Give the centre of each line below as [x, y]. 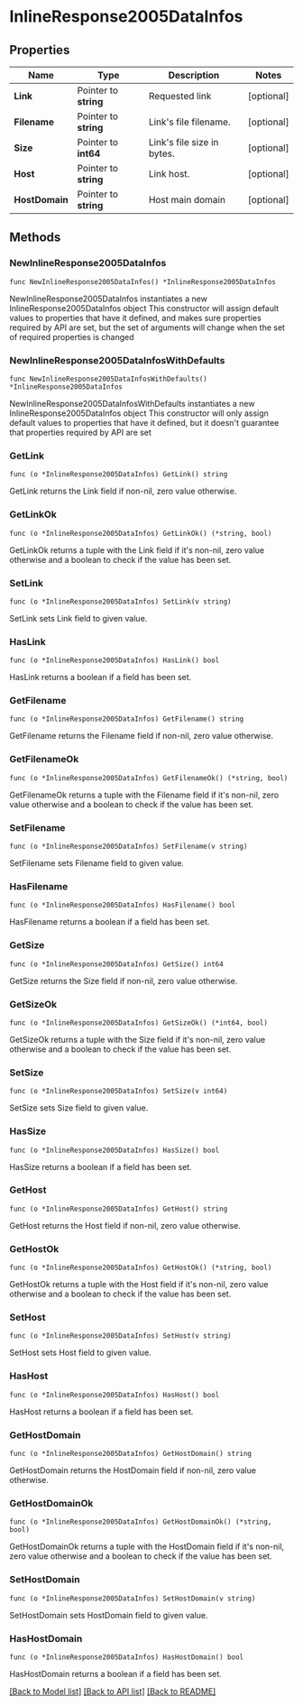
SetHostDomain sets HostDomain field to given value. [109, 1615]
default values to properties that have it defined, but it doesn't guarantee [144, 422]
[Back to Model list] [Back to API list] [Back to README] [113, 1691]
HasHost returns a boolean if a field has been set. [101, 1411]
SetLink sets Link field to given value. [78, 618]
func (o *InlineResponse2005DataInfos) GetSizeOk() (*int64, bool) [139, 1023]
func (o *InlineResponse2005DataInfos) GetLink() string [119, 475]
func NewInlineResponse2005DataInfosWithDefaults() [108, 379]
